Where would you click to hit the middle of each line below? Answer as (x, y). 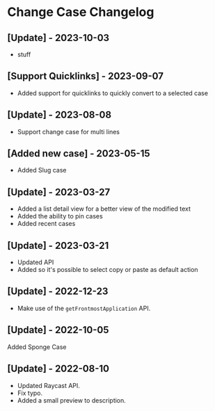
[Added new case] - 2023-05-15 (79, 154)
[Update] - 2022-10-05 (58, 330)
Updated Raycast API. (48, 385)
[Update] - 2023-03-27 (59, 192)
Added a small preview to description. (72, 400)
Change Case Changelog (81, 12)
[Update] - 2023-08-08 (59, 115)
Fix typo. (30, 393)
